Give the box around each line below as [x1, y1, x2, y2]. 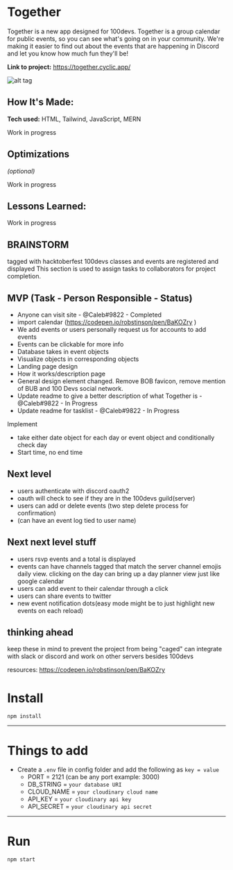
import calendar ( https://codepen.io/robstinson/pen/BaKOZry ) [17, 318, 197, 326]
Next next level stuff [7, 536, 97, 549]
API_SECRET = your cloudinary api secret [27, 803, 153, 811]
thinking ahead [7, 626, 74, 639]
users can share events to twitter [17, 592, 112, 600]
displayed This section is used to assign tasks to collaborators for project [7, 265, 216, 273]
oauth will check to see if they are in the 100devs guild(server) [17, 494, 196, 502]
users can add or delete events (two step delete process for [17, 501, 189, 510]
